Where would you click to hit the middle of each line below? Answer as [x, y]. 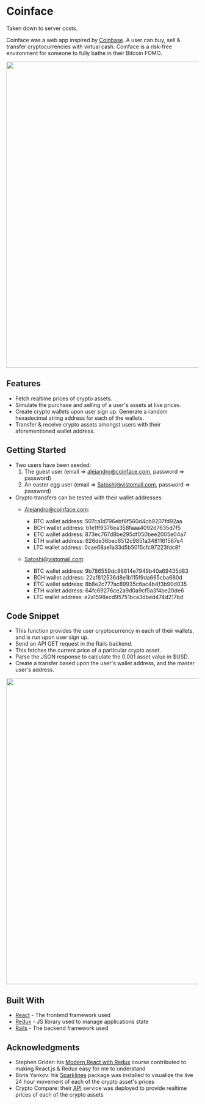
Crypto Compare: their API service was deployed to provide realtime [101, 1088]
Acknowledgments [43, 1047]
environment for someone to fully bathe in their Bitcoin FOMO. [85, 53]
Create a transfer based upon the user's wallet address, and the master [105, 663]
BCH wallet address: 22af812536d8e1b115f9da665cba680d [108, 577]
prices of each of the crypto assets [59, 1095]
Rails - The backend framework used [62, 1028]
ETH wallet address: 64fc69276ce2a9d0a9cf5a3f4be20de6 [109, 590]
